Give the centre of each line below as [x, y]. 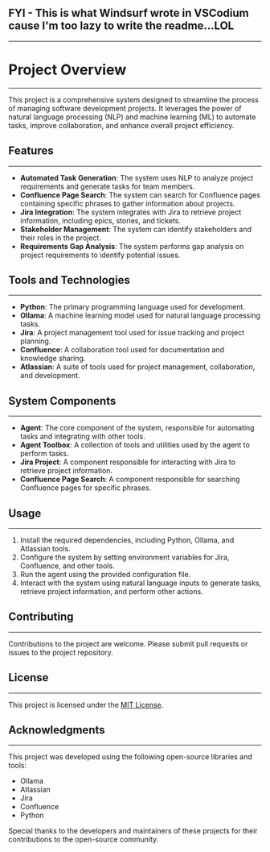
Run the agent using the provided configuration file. [105, 574]
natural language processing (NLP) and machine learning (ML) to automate [132, 117]
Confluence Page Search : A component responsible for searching [130, 480]
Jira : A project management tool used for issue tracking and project [132, 333]
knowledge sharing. [53, 359]
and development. [50, 376]
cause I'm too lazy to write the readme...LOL [121, 26]
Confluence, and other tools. [67, 566]
